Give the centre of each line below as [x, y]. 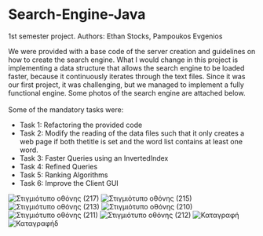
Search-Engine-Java [77, 15]
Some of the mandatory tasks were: [66, 109]
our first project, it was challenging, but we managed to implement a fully [126, 85]
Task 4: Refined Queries [58, 166]
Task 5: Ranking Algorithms [64, 175]
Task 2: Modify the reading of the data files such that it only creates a [132, 133]
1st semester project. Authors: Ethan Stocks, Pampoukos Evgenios [115, 36]
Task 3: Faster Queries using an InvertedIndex [94, 158]
